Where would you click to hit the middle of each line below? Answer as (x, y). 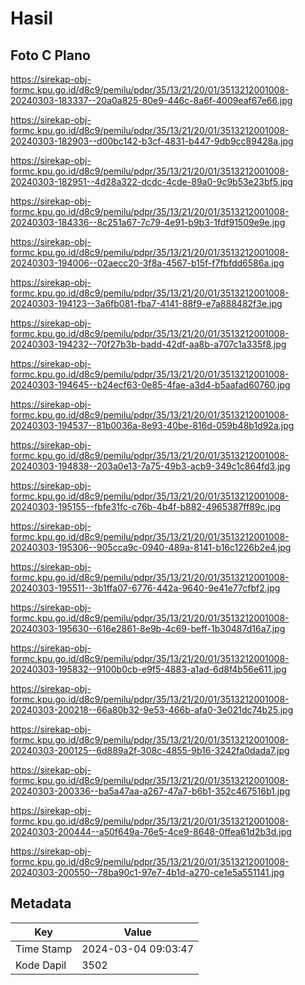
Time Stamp (44, 949)
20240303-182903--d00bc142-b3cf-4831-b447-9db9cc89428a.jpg (152, 141)
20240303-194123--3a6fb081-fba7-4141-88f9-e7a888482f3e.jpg (146, 303)
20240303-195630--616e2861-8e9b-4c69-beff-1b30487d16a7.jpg (148, 628)
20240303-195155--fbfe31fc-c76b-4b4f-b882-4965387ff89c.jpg (146, 506)
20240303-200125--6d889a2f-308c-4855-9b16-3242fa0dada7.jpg (150, 750)
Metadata (41, 903)
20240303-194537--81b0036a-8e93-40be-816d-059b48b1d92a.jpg (152, 425)
